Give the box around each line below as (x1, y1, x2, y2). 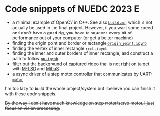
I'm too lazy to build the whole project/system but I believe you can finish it (5, 85, 155, 91)
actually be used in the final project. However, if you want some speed (12, 24, 153, 30)
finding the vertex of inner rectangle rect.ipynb (12, 45, 107, 51)
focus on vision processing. (5, 105, 61, 111)
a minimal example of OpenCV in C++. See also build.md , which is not (12, 19, 153, 25)
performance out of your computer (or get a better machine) (12, 35, 133, 41)
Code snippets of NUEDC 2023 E (5, 3, 140, 15)
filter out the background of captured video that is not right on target (12, 61, 150, 66)
